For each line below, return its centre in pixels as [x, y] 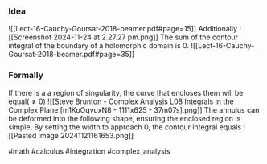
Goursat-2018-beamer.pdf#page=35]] [72, 55]
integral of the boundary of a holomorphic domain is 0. [99, 46]
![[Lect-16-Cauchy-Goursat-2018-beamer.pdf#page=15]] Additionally [123, 29]
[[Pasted [23, 135]
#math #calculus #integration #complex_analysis [89, 151]
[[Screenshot [30, 37]
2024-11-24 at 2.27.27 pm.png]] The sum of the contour [146, 37]
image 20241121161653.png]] [86, 135]
